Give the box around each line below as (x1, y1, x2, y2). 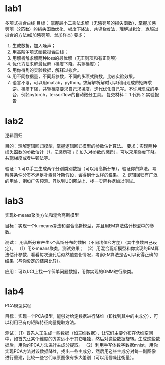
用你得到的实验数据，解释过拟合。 (12, 67, 82, 73)
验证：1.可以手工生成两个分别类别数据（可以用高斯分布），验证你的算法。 (5, 165, 152, 171)
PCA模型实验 (5, 303, 31, 308)
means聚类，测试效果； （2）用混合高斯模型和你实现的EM (36, 245, 155, 251)
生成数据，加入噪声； (12, 42, 55, 48)
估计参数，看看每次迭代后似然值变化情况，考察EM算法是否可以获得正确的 (9, 251, 158, 257)
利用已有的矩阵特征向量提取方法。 (9, 319, 79, 325)
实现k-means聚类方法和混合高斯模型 (5, 212, 79, 218)
